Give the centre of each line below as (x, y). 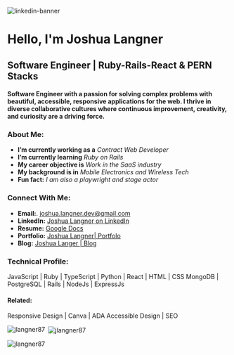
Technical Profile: (38, 262)
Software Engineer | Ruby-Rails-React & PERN (110, 65)
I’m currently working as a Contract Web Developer (93, 150)
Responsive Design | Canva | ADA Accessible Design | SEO (93, 316)
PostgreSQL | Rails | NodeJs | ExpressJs (66, 284)
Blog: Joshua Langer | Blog (57, 243)
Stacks (23, 76)
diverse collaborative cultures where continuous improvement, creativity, (117, 109)
